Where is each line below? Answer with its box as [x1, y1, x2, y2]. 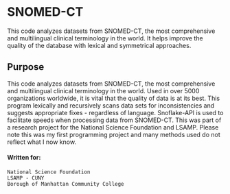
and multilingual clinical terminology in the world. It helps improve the [7, 34, 204, 42]
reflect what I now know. [7, 138, 77, 146]
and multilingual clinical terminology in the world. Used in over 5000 [7, 86, 200, 95]
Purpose [7, 61, 45, 73]
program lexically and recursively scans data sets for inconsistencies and [7, 101, 215, 110]
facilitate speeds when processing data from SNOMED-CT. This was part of [7, 116, 222, 124]
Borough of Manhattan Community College [7, 180, 125, 187]
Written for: [7, 154, 41, 162]
